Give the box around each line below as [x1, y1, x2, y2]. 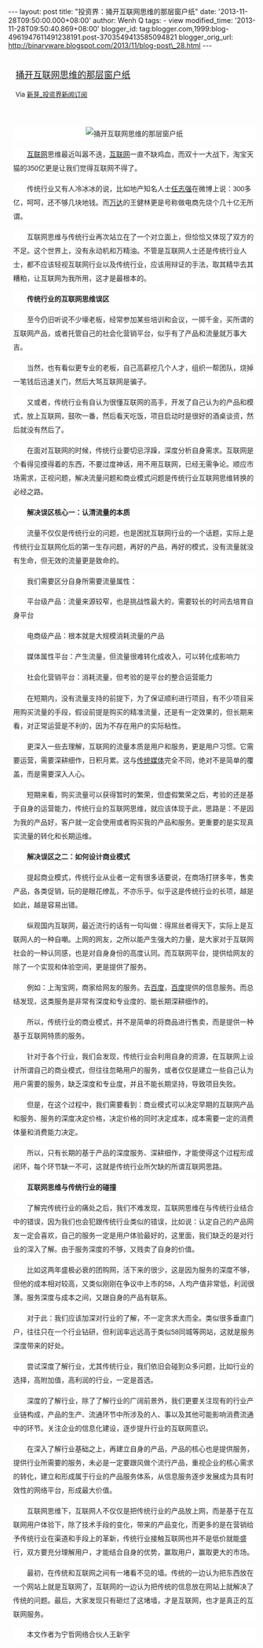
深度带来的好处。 [13, 1341, 68, 1350]
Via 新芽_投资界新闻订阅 [15, 90, 88, 98]
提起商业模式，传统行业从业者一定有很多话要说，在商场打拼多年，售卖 [26, 873, 254, 881]
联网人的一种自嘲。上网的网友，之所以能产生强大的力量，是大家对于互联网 [13, 935, 254, 944]
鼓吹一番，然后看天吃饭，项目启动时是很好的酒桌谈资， [68, 412, 247, 420]
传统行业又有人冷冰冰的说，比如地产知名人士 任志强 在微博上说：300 [26, 184, 245, 193]
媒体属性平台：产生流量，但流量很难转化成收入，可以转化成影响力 [26, 652, 240, 661]
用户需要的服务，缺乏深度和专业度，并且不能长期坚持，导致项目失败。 [13, 1080, 240, 1088]
